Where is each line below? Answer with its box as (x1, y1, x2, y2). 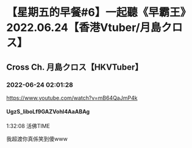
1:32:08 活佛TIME (6, 123, 51, 130)
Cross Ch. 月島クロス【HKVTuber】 (6, 62, 143, 72)
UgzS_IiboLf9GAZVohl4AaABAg (6, 108, 90, 115)
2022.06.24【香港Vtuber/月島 (6, 21, 162, 35)
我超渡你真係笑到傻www (6, 135, 68, 143)
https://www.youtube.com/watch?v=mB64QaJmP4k (6, 94, 138, 101)
